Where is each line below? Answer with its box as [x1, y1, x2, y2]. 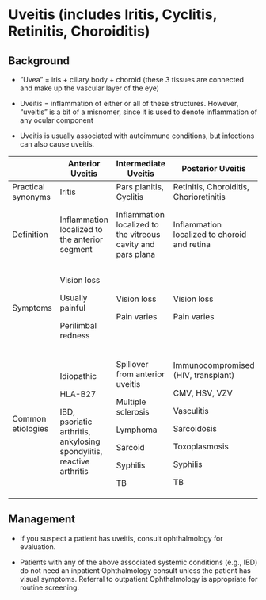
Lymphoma [116, 424, 158, 435]
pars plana [116, 249, 156, 259]
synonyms [12, 192, 51, 202]
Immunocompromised [173, 360, 255, 370]
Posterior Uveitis [181, 163, 247, 174]
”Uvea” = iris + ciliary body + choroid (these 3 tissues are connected [19, 75, 244, 84]
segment [59, 244, 93, 254]
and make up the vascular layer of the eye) [19, 83, 160, 93]
